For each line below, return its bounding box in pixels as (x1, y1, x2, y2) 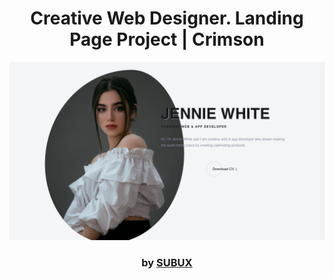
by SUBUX (141, 256, 193, 270)
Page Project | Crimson (69, 28, 265, 51)
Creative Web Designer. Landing (30, 7, 304, 30)
